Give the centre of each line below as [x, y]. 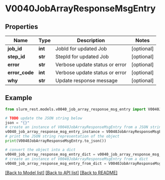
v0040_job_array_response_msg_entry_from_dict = [56, 163]
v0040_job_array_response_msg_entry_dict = [50, 154]
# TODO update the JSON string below [44, 118]
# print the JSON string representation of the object [62, 136]
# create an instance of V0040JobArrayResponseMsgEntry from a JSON [77, 127]
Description [91, 40]
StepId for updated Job [82, 57]
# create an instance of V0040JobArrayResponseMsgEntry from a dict [77, 159]
